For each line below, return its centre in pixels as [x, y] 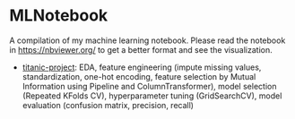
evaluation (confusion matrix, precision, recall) [108, 105]
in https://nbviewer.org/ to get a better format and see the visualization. [141, 49]
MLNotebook [59, 16]
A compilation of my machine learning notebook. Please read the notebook [147, 40]
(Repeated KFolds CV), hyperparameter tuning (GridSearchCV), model [152, 96]
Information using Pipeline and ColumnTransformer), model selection [149, 86]
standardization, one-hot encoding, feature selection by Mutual [139, 76]
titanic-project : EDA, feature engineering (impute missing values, [142, 67]
